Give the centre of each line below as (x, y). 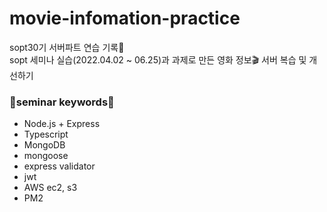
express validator (59, 166)
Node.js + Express (62, 124)
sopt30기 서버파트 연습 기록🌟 (67, 47)
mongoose (46, 156)
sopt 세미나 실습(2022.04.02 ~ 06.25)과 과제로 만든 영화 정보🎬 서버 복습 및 (158, 59)
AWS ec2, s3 (50, 188)
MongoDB (44, 145)
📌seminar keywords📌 (62, 102)
